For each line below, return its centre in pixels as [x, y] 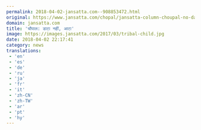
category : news [25, 46]
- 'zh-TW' [21, 101]
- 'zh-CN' [21, 95]
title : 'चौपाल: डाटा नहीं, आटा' [40, 28]
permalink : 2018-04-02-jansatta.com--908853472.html [73, 12]
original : [19, 17]
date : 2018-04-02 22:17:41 [40, 40]
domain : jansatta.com [33, 23]
